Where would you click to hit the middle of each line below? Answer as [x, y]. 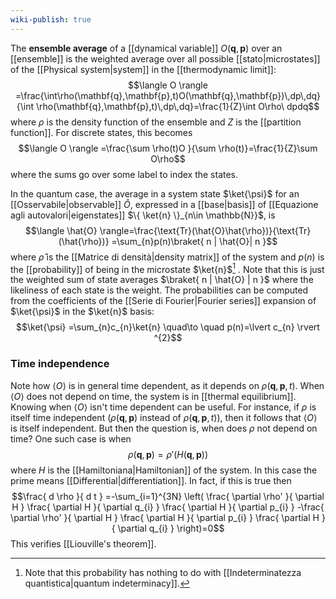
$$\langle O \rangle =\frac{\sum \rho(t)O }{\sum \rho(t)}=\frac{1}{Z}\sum [168, 148]
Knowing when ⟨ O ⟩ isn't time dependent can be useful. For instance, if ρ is [163, 407]
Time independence [60, 364]
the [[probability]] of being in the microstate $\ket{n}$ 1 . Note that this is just [167, 268]
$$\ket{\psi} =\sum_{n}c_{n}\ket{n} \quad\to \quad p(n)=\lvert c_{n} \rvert [168, 327]
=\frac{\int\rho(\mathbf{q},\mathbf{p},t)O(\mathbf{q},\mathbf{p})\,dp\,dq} [168, 95]
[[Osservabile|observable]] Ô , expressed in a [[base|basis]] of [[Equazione [164, 204]
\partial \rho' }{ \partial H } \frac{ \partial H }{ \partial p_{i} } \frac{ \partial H [165, 517]
